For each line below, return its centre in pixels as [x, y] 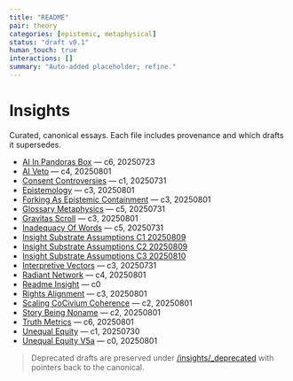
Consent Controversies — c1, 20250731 [94, 180]
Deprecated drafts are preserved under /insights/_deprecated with [152, 358]
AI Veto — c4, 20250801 [67, 171]
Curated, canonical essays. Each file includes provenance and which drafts [146, 135]
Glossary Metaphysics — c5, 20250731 [94, 208]
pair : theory [33, 26]
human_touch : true [43, 51]
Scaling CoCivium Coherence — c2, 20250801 [107, 303]
